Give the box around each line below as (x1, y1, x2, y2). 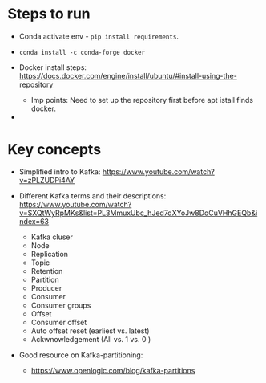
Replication (30, 249, 69, 259)
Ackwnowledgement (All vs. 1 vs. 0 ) (30, 334, 151, 344)
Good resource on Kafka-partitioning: (18, 350, 143, 360)
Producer (30, 283, 62, 293)
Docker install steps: (18, 62, 87, 72)
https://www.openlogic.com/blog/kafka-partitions (30, 365, 195, 375)
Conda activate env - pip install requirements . (18, 31, 179, 41)
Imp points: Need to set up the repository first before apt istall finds (30, 95, 254, 104)
